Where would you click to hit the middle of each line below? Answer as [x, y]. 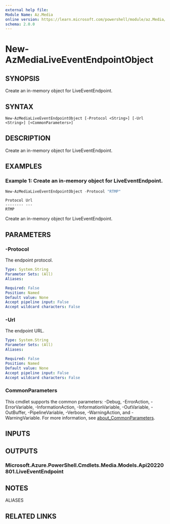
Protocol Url [19, 201]
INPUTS [18, 434]
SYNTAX [19, 107]
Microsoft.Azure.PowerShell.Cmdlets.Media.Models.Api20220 [85, 465]
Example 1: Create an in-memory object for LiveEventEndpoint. [84, 181]
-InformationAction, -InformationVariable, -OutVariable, [93, 407]
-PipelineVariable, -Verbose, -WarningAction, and [79, 412]
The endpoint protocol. [29, 260]
